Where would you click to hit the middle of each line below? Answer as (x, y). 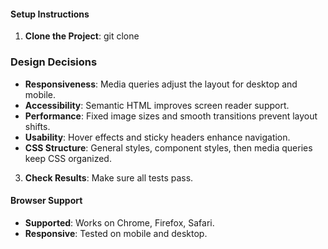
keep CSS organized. (68, 158)
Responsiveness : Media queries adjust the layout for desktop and (161, 84)
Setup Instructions (50, 14)
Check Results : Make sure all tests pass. (109, 177)
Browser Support (46, 201)
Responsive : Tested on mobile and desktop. (116, 233)
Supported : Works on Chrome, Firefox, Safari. (119, 222)
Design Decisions (54, 62)
